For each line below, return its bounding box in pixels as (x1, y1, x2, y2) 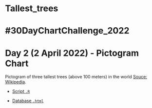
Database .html (12, 98, 44, 104)
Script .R (12, 89, 30, 94)
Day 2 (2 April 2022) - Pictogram (5, 47, 139, 58)
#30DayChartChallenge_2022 (5, 25, 130, 36)
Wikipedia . (5, 79, 26, 85)
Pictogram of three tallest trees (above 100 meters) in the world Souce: (5, 74, 148, 80)
